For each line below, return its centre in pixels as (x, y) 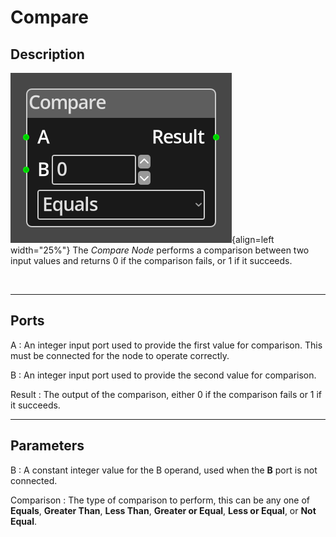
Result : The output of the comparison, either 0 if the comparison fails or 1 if (166, 394)
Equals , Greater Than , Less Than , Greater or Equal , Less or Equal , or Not (163, 510)
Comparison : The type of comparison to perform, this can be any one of (160, 500)
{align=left (253, 239)
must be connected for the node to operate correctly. (120, 355)
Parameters (47, 446)
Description (47, 54)
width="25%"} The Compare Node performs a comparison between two (160, 250)
